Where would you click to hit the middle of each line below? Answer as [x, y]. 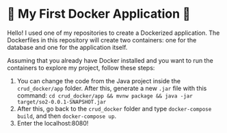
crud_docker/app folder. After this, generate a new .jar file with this [112, 88]
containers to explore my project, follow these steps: [81, 68]
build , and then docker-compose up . [67, 116]
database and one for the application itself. [67, 47]
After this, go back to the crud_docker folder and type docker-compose [114, 108]
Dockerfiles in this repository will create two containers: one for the [102, 40]
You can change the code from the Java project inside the [99, 80]
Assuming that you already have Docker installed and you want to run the [110, 60]
